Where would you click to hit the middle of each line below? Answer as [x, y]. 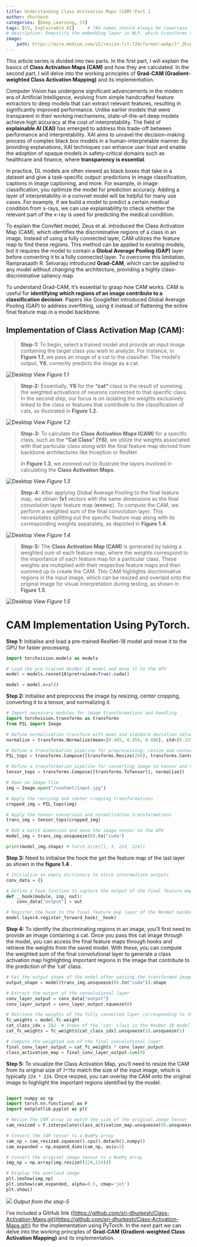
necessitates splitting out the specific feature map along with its [98, 517]
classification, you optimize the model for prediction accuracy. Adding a [93, 189]
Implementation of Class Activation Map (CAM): [95, 330]
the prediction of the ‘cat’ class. [44, 966]
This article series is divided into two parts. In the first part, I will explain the [97, 61]
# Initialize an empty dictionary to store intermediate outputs [87, 875]
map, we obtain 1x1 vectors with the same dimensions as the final [99, 498]
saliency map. [58, 276]
